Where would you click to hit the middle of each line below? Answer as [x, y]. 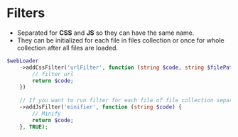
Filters [26, 13]
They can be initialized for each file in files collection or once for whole [120, 40]
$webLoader [23, 61]
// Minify [47, 114]
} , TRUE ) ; [34, 127]
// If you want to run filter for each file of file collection [117, 101]
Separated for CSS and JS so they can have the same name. [106, 33]
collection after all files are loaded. [67, 48]
